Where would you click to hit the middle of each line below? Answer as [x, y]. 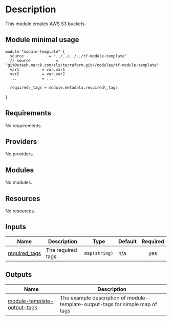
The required [61, 250]
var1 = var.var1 [38, 69]
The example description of [93, 297]
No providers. [20, 154]
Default [128, 241]
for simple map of [136, 304]
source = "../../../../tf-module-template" [68, 56]
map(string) [99, 253]
